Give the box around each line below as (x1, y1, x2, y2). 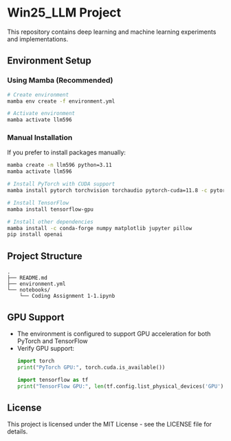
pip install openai (7, 231, 63, 238)
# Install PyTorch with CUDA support (7, 181, 115, 187)
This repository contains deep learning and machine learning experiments (7, 28, 217, 36)
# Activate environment (7, 110, 76, 117)
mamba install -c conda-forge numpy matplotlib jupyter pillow (7, 225, 192, 232)
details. (7, 427, 28, 435)
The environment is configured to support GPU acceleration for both (16, 329, 211, 338)
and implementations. (7, 34, 69, 43)
